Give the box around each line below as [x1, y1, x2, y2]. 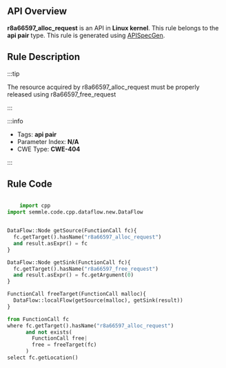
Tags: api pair [17, 130, 57, 139]
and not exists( [25, 329, 72, 336]
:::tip [7, 69, 20, 78]
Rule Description [7, 51, 81, 63]
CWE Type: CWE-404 [17, 145, 81, 153]
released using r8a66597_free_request [7, 90, 116, 99]
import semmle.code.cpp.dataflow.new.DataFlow [7, 209, 143, 216]
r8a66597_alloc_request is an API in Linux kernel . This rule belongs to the [7, 23, 219, 32]
